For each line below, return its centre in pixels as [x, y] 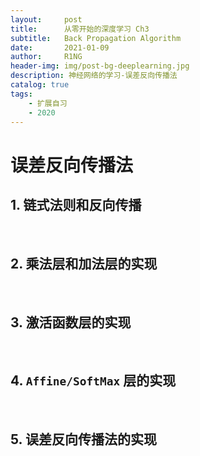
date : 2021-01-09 [60, 47]
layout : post [46, 19]
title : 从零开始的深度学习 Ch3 [80, 29]
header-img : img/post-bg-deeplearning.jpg [100, 66]
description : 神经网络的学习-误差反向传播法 [94, 76]
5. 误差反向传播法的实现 [83, 439]
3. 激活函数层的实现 [71, 322]
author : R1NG [46, 57]
